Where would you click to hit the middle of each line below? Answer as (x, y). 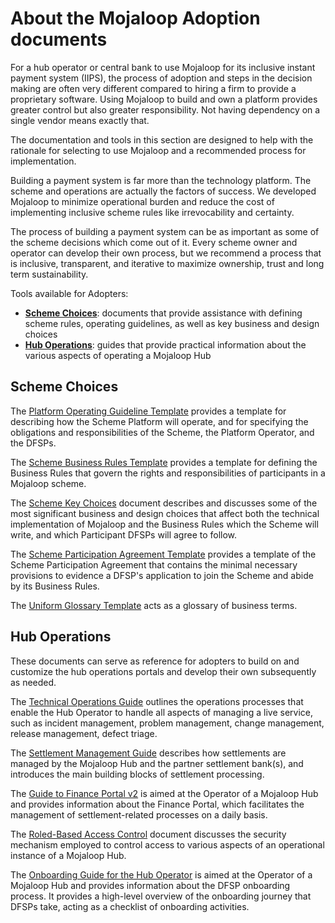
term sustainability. (49, 274)
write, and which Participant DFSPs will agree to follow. (124, 534)
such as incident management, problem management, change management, (167, 723)
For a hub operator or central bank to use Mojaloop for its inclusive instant (163, 67)
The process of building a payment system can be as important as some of (165, 231)
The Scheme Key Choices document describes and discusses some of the (164, 503)
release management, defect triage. (84, 733)
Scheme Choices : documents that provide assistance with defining (163, 313)
